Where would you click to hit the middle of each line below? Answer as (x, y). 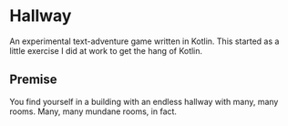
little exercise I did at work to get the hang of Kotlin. (106, 50)
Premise (33, 80)
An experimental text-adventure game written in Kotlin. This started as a (144, 41)
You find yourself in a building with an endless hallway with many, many (144, 101)
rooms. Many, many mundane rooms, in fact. (93, 111)
